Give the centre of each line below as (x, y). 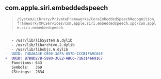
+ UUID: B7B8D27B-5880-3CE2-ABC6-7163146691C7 (54, 58)
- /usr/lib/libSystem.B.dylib (42, 40)
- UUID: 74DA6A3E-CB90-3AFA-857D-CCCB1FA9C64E (54, 54)
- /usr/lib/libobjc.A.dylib (40, 49)
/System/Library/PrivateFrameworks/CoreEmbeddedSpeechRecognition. (86, 19)
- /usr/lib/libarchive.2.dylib (43, 45)
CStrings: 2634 (28, 72)
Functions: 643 (27, 63)
